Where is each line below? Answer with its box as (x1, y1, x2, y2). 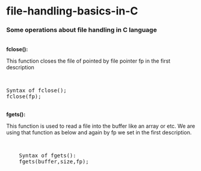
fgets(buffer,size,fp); (19, 158, 89, 165)
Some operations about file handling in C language (6, 26, 158, 34)
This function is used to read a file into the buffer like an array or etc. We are (6, 122, 196, 130)
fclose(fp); (6, 93, 42, 100)
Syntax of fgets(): (19, 152, 76, 159)
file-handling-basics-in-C (6, 4, 138, 18)
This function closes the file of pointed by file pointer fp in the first (6, 57, 170, 64)
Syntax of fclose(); (6, 87, 67, 94)
